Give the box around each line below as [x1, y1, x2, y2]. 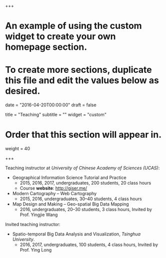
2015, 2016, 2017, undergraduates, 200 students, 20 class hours [19, 180, 151, 186]
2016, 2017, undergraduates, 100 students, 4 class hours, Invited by [19, 242, 159, 248]
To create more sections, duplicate [5, 64, 152, 75]
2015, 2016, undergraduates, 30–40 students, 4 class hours [19, 196, 142, 202]
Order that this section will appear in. [5, 129, 162, 140]
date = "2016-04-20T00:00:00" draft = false [5, 102, 97, 108]
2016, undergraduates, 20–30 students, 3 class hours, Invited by [19, 207, 152, 213]
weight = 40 [5, 146, 30, 152]
